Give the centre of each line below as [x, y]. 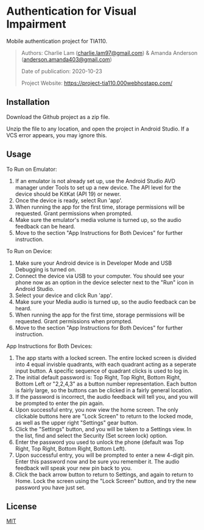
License [22, 507]
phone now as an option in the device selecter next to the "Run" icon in [104, 282]
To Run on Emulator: [32, 169]
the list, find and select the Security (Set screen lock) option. [91, 435]
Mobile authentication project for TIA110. [57, 41]
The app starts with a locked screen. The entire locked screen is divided [106, 357]
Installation [28, 102]
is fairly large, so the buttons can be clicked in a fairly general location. [104, 390]
